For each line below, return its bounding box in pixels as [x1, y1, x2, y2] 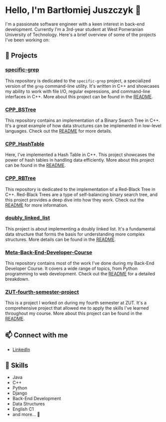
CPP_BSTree [5, 106, 36, 113]
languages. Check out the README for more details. [5, 128, 112, 134]
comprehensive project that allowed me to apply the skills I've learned [5, 305, 149, 311]
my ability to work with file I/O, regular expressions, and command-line [5, 88, 151, 94]
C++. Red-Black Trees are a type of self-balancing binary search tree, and [5, 192, 158, 198]
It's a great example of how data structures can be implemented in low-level [5, 122, 162, 129]
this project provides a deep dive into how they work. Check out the [5, 197, 145, 203]
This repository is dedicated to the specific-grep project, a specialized [5, 77, 151, 84]
